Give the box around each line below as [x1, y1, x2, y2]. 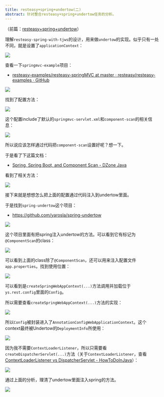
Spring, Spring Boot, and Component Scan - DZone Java [12, 162, 127, 168]
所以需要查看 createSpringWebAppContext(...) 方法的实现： [5, 299, 122, 305]
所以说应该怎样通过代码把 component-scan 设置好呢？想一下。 [5, 142, 126, 148]
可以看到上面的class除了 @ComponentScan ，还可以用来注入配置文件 [5, 257, 137, 263]
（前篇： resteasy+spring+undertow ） [5, 26, 82, 32]
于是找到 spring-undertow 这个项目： [5, 202, 77, 208]
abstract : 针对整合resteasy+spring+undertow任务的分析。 [5, 12, 117, 17]
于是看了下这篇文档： [5, 152, 48, 158]
